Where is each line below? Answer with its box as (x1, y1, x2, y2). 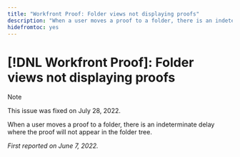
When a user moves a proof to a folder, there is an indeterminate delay (7, 120, 215, 129)
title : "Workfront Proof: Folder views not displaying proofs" (7, 10, 200, 18)
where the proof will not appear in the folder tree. (7, 128, 152, 136)
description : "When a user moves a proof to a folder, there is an (7, 17, 213, 24)
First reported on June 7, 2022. (7, 141, 99, 150)
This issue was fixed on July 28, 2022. (7, 107, 121, 115)
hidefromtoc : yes (7, 23, 59, 31)
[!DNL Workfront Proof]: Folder (7, 54, 194, 70)
